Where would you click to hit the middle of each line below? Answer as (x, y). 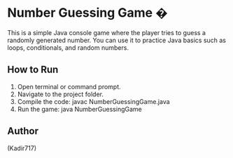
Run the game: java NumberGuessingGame (79, 109)
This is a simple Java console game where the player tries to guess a (107, 32)
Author (23, 131)
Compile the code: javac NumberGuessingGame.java (93, 101)
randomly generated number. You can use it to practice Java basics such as (116, 40)
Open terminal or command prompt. (69, 86)
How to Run (33, 70)
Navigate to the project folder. (60, 94)
